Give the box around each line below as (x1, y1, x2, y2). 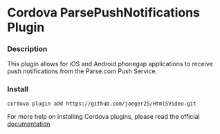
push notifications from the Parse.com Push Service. (7, 67, 158, 75)
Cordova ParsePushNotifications (7, 5, 201, 21)
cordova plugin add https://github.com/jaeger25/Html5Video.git (7, 100, 196, 107)
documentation (7, 119, 51, 128)
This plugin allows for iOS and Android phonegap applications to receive (7, 60, 213, 68)
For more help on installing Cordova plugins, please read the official (7, 112, 200, 120)
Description (7, 44, 48, 54)
